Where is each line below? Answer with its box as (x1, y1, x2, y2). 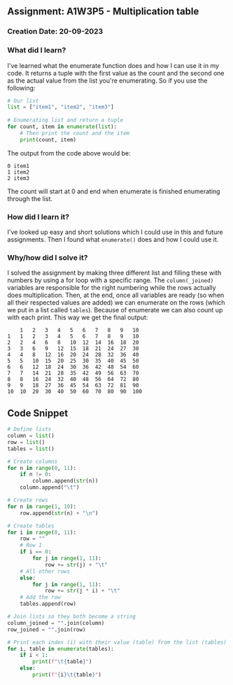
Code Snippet (7, 407, 69, 419)
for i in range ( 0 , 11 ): (7, 529, 77, 536)
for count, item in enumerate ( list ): (7, 123, 118, 130)
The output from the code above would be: (7, 148, 131, 157)
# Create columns (7, 458, 58, 465)
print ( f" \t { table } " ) (32, 658, 92, 665)
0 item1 (7, 162, 30, 169)
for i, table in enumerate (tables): (7, 645, 114, 652)
